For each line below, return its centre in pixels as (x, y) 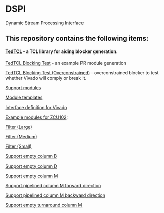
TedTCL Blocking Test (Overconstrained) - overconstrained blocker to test (82, 72)
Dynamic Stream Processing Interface (45, 23)
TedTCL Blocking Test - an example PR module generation (66, 63)
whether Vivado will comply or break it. (46, 78)
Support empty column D (31, 166)
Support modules (23, 88)
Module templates (24, 97)
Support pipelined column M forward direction (53, 185)
